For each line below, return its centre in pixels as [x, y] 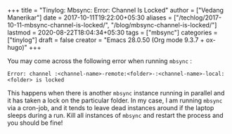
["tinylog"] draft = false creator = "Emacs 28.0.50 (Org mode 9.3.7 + [106, 40]
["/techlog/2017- [198, 18]
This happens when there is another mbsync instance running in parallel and [116, 93]
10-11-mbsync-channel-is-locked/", [58, 25]
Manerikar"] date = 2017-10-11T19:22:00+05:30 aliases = [90, 18]
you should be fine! [35, 123]
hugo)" [18, 47]
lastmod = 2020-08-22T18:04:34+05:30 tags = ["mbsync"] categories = [112, 32]
